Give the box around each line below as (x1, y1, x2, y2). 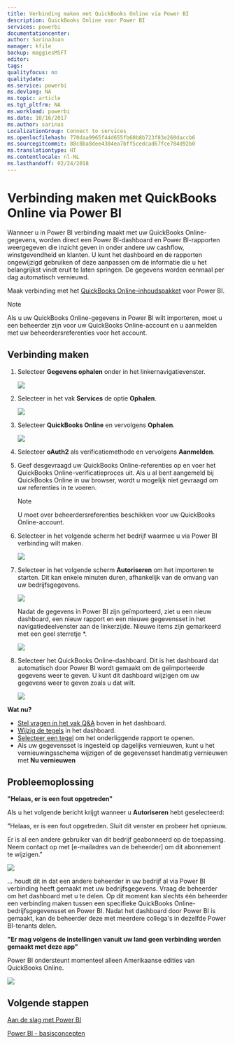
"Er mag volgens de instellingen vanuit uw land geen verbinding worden (7, 935, 222, 944)
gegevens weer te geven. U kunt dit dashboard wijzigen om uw (17, 671, 199, 679)
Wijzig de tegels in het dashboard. (17, 726, 117, 735)
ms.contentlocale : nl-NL (7, 153, 80, 161)
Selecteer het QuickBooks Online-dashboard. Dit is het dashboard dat (17, 656, 219, 664)
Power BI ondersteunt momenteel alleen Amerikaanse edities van (7, 956, 195, 965)
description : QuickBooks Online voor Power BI (7, 17, 145, 24)
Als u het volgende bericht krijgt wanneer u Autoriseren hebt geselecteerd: (7, 808, 225, 816)
